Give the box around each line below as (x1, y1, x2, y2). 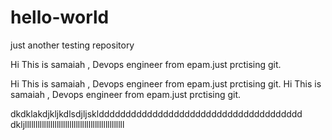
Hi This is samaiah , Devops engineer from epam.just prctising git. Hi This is (10, 77, 322, 90)
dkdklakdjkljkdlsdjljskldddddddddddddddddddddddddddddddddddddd (10, 107, 303, 120)
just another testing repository (10, 39, 135, 51)
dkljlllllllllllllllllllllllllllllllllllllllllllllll (10, 118, 125, 130)
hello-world (10, 6, 110, 29)
